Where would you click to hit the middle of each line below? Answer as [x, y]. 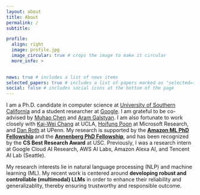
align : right [28, 44]
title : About [22, 17]
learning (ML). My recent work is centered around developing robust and [96, 173]
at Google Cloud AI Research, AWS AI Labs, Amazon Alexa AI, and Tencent [98, 149]
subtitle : [18, 28]
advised [16, 118]
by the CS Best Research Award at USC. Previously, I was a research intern [99, 143]
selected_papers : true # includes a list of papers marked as [85, 83]
